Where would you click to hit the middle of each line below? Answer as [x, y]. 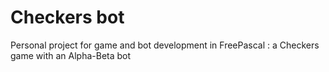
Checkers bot [67, 17]
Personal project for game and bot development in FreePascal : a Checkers [165, 45]
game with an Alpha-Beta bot [71, 55]
